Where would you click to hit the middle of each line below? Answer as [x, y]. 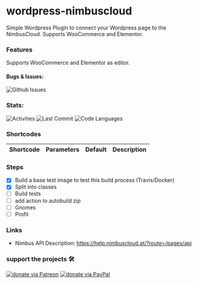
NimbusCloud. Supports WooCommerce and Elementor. [75, 34]
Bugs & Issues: [25, 76]
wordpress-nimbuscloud [69, 11]
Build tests [28, 194]
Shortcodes [24, 134]
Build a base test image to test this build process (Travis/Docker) [95, 180]
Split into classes [36, 187]
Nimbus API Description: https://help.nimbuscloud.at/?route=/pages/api [103, 243]
